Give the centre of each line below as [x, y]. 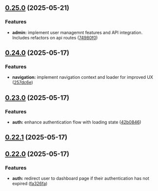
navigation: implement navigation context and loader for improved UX [83, 77]
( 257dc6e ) [22, 83]
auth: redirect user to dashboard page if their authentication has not [81, 178]
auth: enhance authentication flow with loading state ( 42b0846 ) [77, 122]
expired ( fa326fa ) [30, 184]
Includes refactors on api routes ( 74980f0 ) [55, 37]
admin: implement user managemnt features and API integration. [77, 32]
